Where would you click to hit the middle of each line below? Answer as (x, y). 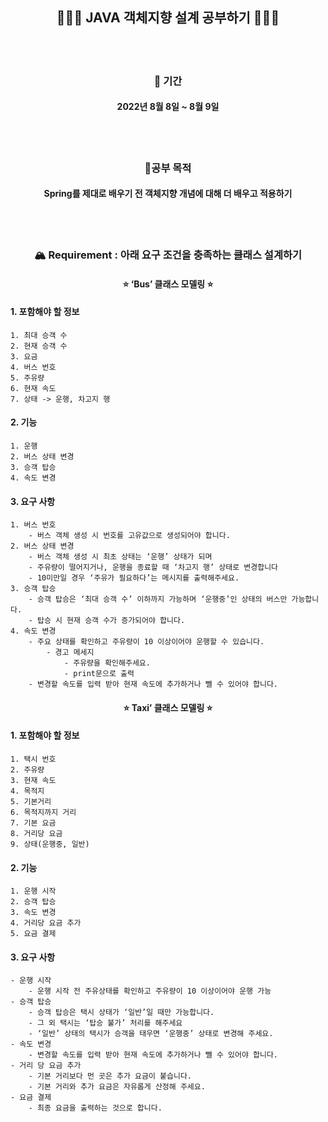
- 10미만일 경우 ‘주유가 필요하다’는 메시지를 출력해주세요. (134, 578)
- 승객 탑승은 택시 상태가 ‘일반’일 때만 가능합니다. (121, 1013)
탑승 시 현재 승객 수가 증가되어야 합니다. (111, 621)
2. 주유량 (27, 769)
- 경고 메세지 (70, 653)
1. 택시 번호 (33, 759)
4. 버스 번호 (33, 367)
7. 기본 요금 (33, 823)
